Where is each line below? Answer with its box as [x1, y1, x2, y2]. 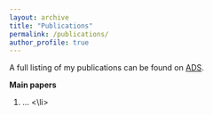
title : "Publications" [9, 21, 93, 30]
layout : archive [9, 12, 69, 22]
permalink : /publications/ [9, 29, 109, 38]
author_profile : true [9, 37, 90, 47]
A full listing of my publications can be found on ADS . [9, 62, 204, 73]
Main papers [9, 79, 57, 90]
